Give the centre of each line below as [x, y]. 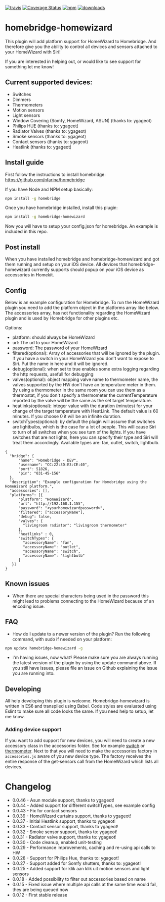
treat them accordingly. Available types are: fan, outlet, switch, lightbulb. [86, 442]
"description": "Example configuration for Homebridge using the [78, 482]
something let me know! [30, 66]
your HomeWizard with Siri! [33, 52]
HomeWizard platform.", [30, 486]
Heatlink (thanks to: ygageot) [42, 147]
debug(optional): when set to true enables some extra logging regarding [85, 369]
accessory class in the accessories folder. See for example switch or [75, 745]
